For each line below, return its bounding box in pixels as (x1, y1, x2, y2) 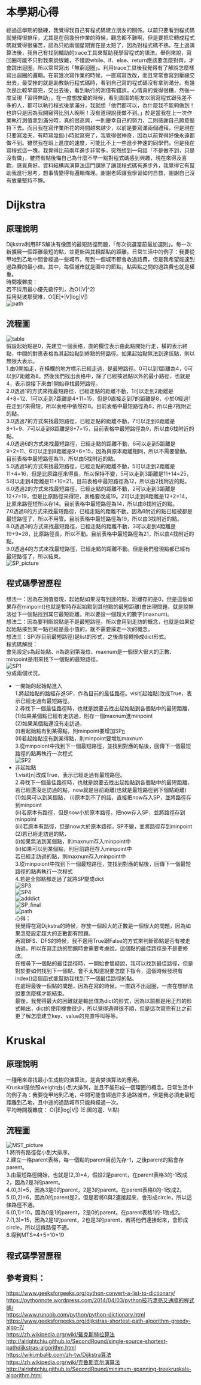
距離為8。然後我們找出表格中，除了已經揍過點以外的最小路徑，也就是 (19, 372, 191, 379)
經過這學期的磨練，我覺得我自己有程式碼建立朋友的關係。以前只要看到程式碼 (6, 26, 195, 34)
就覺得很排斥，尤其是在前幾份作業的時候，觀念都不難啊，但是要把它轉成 (6, 34, 184, 41)
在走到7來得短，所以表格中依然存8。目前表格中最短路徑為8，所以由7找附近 (6, 402, 192, 409)
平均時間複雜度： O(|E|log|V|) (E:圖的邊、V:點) (6, 1106, 120, 1113)
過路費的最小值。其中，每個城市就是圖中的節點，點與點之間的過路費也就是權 (6, 263, 195, 270)
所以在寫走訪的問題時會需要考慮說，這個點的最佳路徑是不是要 (31, 945, 183, 952)
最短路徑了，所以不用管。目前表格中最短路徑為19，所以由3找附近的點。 (6, 515, 183, 522)
